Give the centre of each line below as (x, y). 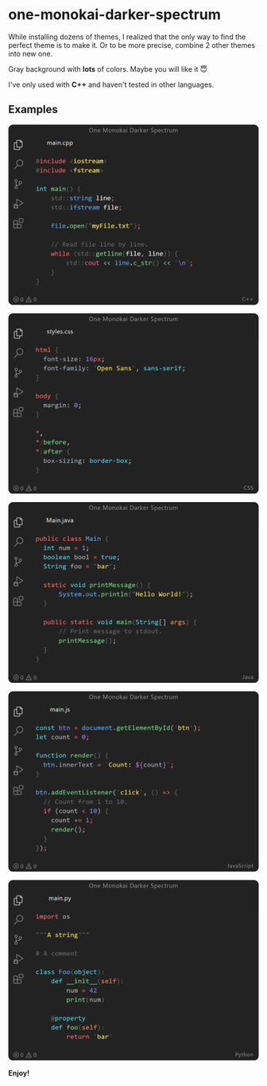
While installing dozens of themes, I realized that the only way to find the (127, 37)
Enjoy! (19, 1073)
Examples (33, 110)
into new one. (31, 53)
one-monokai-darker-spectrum (114, 15)
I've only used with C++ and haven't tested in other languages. (111, 84)
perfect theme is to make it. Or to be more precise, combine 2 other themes (132, 45)
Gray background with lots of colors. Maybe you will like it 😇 (108, 69)
